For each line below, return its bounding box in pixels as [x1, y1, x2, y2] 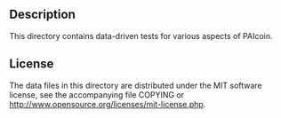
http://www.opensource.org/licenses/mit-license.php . [9, 98, 206, 109]
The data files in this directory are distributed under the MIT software [9, 80, 262, 90]
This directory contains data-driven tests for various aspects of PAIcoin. [9, 30, 273, 41]
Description [9, 7, 76, 22]
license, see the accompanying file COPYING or [9, 89, 185, 100]
